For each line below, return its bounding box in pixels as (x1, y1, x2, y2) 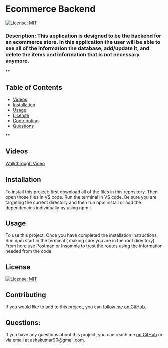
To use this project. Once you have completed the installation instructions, (5, 232, 158, 238)
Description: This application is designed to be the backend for (5, 32, 161, 39)
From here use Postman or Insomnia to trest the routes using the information (5, 243, 163, 249)
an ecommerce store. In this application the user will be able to (5, 38, 161, 45)
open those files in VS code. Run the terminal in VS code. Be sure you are (5, 194, 157, 200)
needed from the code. (5, 248, 53, 254)
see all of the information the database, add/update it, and (5, 45, 149, 52)
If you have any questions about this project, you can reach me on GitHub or (5, 331, 163, 337)
